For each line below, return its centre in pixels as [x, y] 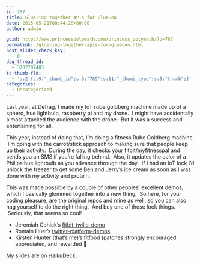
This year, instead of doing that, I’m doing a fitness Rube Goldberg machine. [100, 138]
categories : [21, 84]
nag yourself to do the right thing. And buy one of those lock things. [91, 207]
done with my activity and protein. [48, 176]
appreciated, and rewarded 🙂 [51, 244]
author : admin [24, 29]
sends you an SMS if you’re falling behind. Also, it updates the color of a [96, 157]
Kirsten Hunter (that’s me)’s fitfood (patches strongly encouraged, [96, 237]
